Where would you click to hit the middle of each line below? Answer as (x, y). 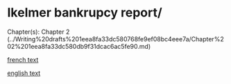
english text (24, 73)
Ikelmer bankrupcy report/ (85, 13)
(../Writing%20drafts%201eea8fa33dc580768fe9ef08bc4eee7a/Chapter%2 (115, 39)
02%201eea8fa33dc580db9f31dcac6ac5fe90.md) (79, 46)
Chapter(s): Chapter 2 (38, 32)
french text (23, 59)
